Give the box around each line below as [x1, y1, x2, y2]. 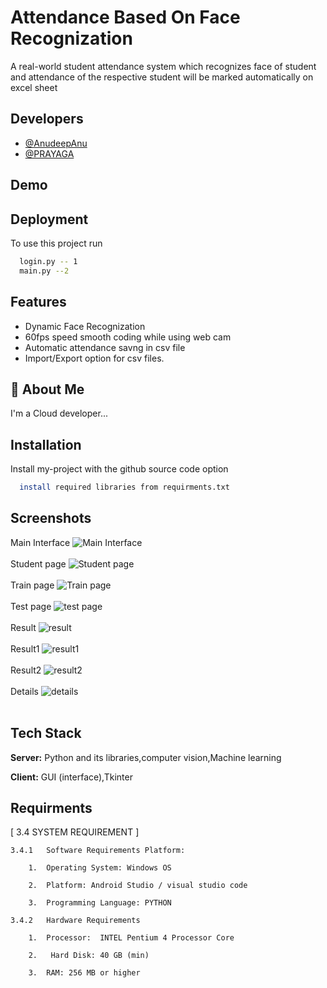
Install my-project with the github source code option [10, 463, 229, 475]
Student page [10, 557, 67, 570]
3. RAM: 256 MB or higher [28, 968, 141, 978]
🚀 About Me [10, 381, 85, 398]
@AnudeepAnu [24, 137, 88, 149]
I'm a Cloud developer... [10, 407, 108, 420]
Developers [10, 111, 84, 128]
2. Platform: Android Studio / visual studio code [28, 881, 248, 891]
